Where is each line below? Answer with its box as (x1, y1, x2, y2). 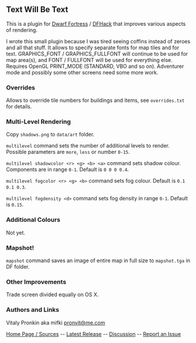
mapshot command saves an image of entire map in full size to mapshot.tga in (6, 257, 191, 264)
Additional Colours (6, 216, 60, 224)
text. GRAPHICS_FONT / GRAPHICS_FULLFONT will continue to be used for (6, 50, 188, 57)
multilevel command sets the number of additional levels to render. (6, 142, 170, 149)
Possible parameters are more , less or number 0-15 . (6, 149, 130, 156)
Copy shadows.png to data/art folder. (6, 131, 95, 138)
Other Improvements (6, 277, 67, 286)
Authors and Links (6, 306, 60, 314)
